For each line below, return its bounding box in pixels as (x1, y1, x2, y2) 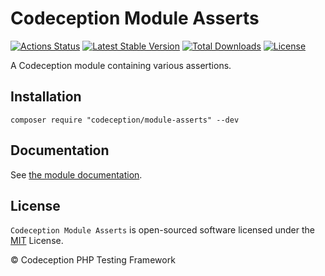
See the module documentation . (10, 168, 143, 181)
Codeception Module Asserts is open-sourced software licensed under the (10, 224, 315, 236)
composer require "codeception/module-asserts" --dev (10, 115, 240, 125)
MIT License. (10, 235, 64, 247)
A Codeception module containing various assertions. (10, 59, 232, 71)
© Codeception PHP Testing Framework (10, 254, 176, 266)
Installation (10, 88, 82, 106)
